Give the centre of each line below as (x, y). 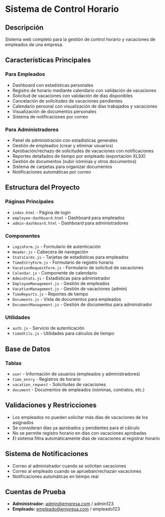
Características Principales (48, 60)
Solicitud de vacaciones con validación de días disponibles (72, 96)
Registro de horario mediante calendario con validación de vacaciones (84, 90)
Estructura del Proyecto (43, 188)
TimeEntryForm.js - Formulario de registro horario (63, 262)
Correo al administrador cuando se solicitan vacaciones (69, 466)
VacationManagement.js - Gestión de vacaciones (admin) (70, 288)
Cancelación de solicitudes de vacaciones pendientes (67, 101)
